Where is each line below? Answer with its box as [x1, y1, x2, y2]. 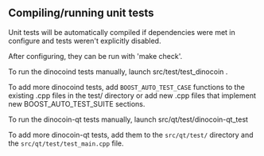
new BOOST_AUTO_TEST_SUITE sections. [8, 99, 146, 108]
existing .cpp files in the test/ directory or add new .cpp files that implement [8, 91, 256, 100]
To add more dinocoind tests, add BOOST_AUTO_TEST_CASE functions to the [8, 82, 245, 92]
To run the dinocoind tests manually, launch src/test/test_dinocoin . [8, 67, 228, 76]
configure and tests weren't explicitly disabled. [8, 36, 161, 45]
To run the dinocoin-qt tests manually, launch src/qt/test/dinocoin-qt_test [8, 115, 249, 124]
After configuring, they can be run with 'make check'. [8, 51, 183, 60]
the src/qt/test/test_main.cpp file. [8, 138, 125, 148]
